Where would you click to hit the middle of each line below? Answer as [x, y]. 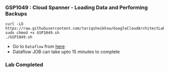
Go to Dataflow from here [39, 46]
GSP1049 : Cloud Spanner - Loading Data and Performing [77, 7]
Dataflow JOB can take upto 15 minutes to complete [66, 52]
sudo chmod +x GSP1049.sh [32, 33]
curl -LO [14, 24]
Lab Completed [24, 65]
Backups [16, 13]
